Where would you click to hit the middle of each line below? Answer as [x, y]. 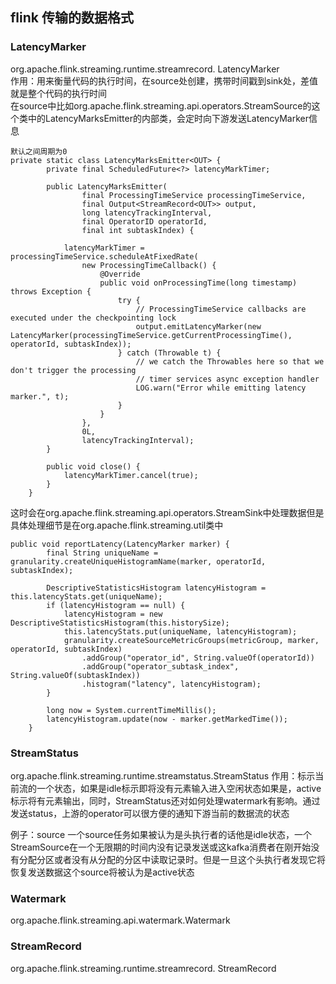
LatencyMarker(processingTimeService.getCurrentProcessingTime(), [151, 335]
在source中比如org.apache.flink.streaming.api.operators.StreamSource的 [161, 105]
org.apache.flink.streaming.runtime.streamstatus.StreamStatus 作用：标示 [163, 775]
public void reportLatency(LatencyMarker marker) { [120, 544]
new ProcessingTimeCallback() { [149, 265]
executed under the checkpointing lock [93, 318]
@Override [120, 274]
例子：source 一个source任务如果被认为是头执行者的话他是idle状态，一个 [161, 834]
